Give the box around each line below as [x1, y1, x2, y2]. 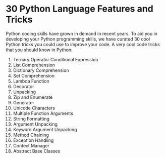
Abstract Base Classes [13, 148, 60, 154]
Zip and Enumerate [13, 94, 53, 100]
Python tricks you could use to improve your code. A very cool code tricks [6, 41, 160, 47]
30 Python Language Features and [6, 3, 153, 15]
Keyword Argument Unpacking [13, 126, 77, 132]
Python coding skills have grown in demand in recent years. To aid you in [6, 30, 158, 36]
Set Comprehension [13, 72, 55, 78]
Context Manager [13, 142, 50, 148]
